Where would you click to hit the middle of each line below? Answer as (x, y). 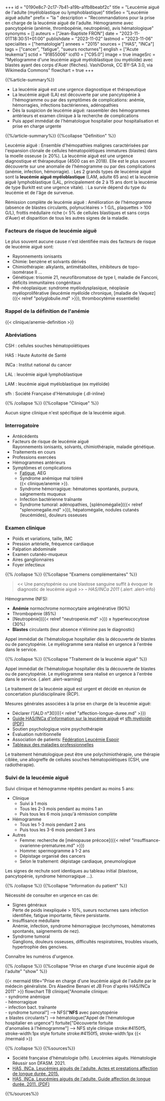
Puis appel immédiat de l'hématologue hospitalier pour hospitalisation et (85, 121)
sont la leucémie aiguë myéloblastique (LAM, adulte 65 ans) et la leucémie (82, 177)
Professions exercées (34, 458)
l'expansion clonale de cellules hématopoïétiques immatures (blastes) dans (81, 151)
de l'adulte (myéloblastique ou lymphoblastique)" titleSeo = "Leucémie (77, 12)
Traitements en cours (34, 452)
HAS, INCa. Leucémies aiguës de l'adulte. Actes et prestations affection (85, 1068)
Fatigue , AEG (33, 473)
